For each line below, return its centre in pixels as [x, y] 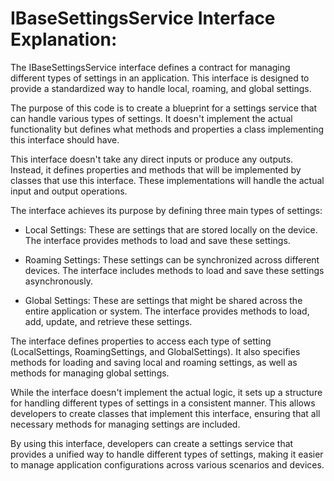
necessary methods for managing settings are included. [125, 424]
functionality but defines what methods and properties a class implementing [167, 129]
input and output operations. [69, 191]
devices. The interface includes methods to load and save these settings [174, 270]
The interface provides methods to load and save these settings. [157, 240]
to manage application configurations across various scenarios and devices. [167, 464]
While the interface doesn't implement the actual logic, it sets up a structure [166, 392]
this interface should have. [65, 139]
